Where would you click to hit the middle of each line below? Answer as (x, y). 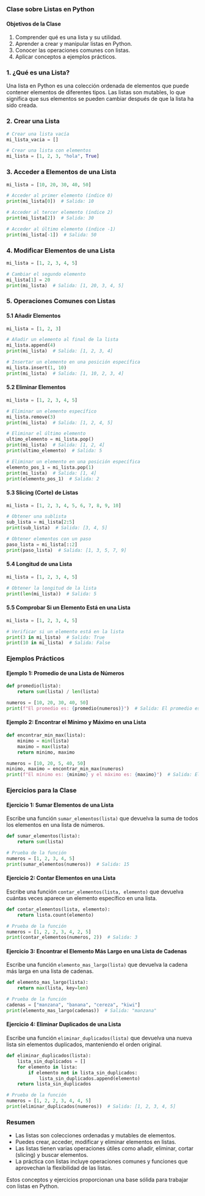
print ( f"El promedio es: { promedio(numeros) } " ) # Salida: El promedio (99, 708)
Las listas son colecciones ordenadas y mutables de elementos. (95, 1135)
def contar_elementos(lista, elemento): (59, 909)
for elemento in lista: (48, 1067)
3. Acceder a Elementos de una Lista (61, 172)
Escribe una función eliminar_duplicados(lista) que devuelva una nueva (99, 1038)
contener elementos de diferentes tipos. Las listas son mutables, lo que (96, 92)
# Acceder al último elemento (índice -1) (61, 229)
